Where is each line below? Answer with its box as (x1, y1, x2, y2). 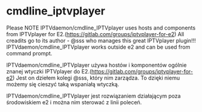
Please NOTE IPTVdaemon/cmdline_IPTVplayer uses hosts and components (6, 24, 196, 31)
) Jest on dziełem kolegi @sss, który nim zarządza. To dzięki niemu (12, 74, 180, 81)
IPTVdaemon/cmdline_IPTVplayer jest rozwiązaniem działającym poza (6, 92, 181, 99)
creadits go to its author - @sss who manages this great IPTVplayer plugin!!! (6, 37, 197, 44)
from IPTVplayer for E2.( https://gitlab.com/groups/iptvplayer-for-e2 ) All (6, 30, 184, 37)
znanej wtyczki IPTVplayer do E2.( (6, 67, 92, 75)
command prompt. (6, 49, 53, 57)
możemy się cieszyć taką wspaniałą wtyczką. (6, 80, 120, 88)
